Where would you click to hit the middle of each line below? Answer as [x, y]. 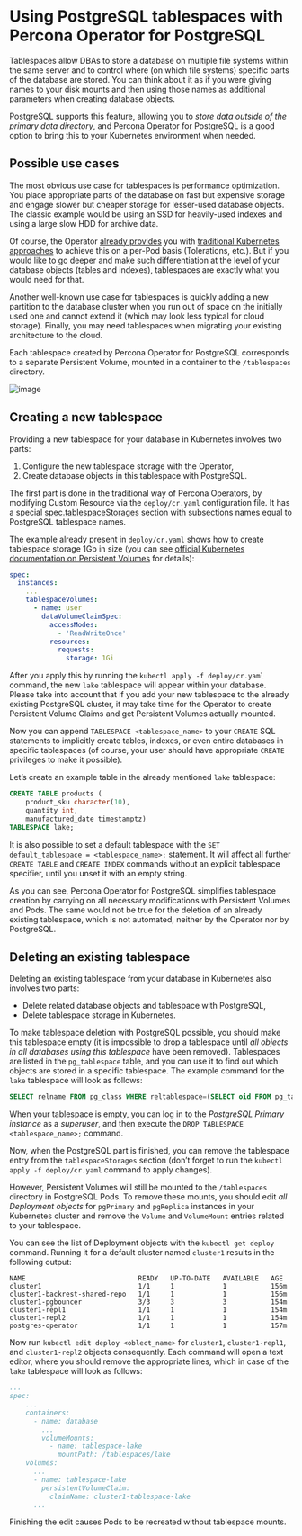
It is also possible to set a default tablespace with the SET [115, 844]
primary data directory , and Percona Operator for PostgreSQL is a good [142, 126]
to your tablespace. [45, 1226]
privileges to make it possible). [66, 760]
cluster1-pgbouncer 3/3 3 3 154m [148, 1302]
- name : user [58, 608]
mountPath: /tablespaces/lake [114, 1455]
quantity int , [52, 810]
